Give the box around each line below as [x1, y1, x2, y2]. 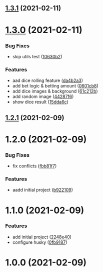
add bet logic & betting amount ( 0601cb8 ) [12, 83, 98, 89]
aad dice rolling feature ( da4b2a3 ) [12, 77, 83, 83]
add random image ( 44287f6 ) [12, 94, 74, 100]
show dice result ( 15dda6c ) [12, 99, 68, 105]
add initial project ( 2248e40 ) [12, 234, 71, 240]
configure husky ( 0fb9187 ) [12, 239, 67, 245]
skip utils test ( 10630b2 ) [12, 53, 62, 59]
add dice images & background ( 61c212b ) [12, 88, 98, 95]
